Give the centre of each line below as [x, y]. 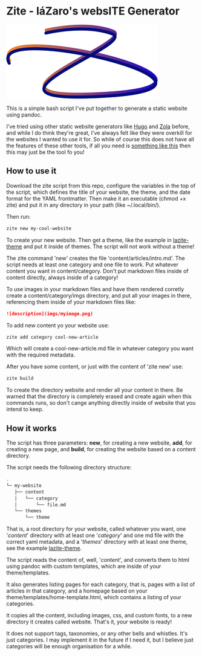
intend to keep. [25, 410]
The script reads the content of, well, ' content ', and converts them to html [98, 560]
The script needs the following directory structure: [69, 468]
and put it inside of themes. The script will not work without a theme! [109, 246]
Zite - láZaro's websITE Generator [93, 11]
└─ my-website [24, 485]
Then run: [18, 216]
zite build [20, 379]
